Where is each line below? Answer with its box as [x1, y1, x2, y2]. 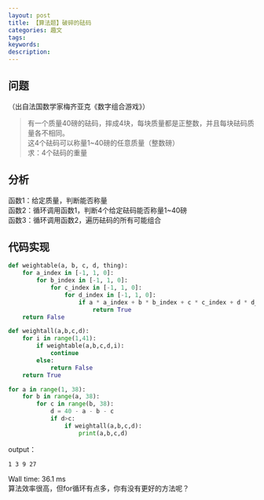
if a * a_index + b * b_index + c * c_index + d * [78, 298, 247, 306]
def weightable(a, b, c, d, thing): [8, 261, 128, 270]
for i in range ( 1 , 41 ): [22, 335, 97, 343]
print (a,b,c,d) [78, 429, 128, 437]
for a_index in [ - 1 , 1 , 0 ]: [22, 269, 114, 277]
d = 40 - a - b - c [49, 407, 114, 416]
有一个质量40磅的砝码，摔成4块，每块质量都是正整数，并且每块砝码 [27, 118, 247, 128]
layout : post [8, 11, 51, 20]
